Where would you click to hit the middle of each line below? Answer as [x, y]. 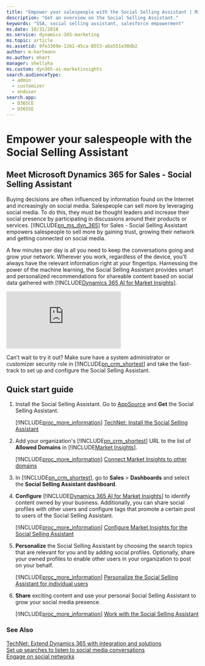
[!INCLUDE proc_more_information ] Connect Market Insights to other [101, 460]
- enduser [24, 92]
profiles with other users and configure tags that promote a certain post [105, 509]
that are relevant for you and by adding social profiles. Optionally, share [105, 553]
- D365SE [23, 109]
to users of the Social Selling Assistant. [64, 516]
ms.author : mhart [28, 58]
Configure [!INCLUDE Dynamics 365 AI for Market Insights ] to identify [103, 496]
